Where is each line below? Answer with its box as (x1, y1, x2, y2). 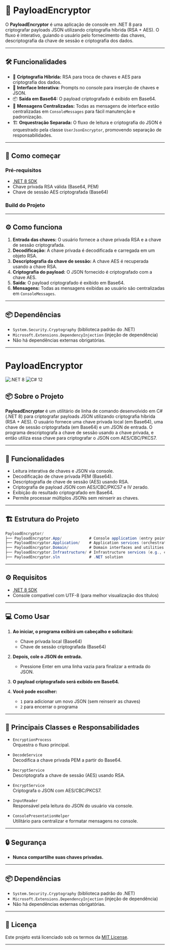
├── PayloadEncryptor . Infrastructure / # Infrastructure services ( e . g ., (5, 550, 162, 555)
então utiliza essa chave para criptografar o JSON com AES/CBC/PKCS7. (5, 435, 157, 441)
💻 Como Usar (5, 612, 50, 621)
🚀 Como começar (5, 152, 61, 160)
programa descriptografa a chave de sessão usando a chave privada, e (5, 430, 154, 436)
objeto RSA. (12, 252, 37, 258)
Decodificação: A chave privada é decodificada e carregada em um (12, 247, 155, 253)
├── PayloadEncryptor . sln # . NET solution (5, 554, 123, 560)
